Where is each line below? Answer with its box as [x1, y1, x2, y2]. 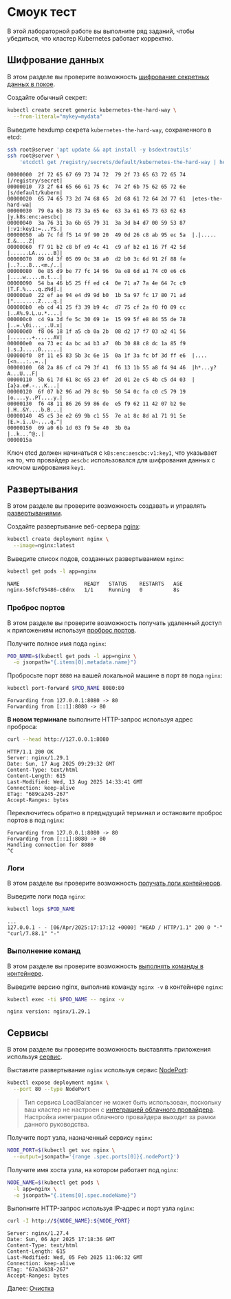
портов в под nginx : [7, 816, 65, 824]
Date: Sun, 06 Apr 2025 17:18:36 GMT [7, 1236, 115, 1243]
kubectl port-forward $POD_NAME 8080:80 [7, 685, 125, 692]
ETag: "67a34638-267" [7, 1266, 69, 1274]
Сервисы [7, 1027, 49, 1039]
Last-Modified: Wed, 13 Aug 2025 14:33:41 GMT [7, 779, 143, 786]
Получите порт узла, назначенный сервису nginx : [7, 1134, 153, 1142]
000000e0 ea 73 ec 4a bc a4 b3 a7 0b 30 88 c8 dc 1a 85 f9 [7, 340, 186, 347]
